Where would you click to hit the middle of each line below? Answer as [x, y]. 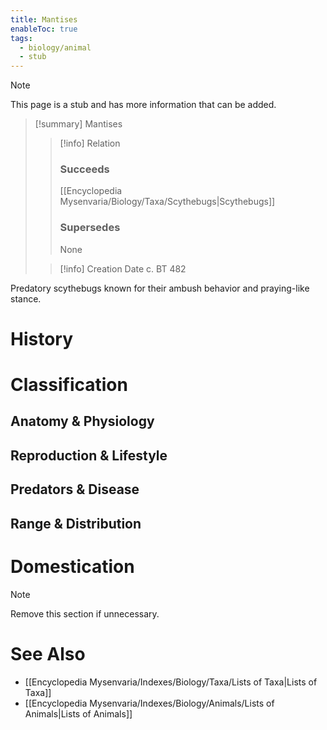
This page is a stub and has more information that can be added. [143, 105]
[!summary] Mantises [78, 124]
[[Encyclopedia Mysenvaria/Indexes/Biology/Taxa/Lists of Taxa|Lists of [171, 682]
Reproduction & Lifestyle [89, 455]
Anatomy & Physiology [82, 421]
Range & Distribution [76, 523]
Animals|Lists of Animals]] [78, 713]
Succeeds [84, 169]
